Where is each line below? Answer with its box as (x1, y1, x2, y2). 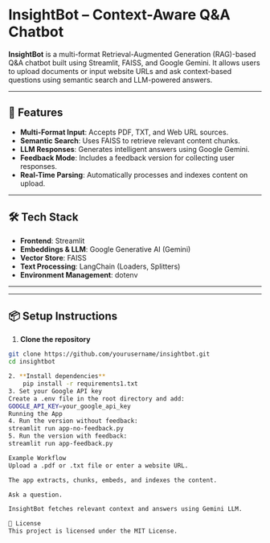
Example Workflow (8, 454, 67, 462)
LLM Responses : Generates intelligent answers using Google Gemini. (19, 144, 251, 154)
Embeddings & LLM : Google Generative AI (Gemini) (19, 244, 191, 254)
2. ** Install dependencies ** (8, 372, 106, 381)
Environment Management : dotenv (19, 269, 138, 279)
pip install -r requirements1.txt (22, 380, 138, 388)
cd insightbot (8, 358, 56, 366)
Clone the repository (19, 335, 91, 344)
